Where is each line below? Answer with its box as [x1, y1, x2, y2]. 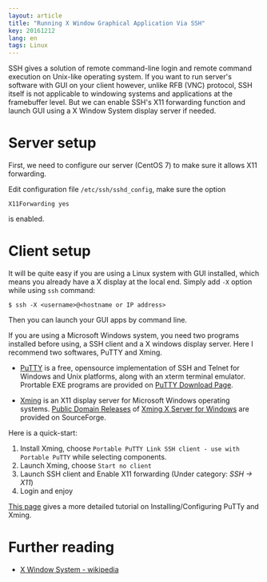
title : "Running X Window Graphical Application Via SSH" [8, 19, 205, 27]
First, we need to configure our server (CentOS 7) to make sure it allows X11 [8, 161, 257, 171]
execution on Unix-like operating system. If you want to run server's [8, 72, 232, 82]
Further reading [8, 538, 114, 556]
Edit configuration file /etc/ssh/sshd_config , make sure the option [8, 185, 226, 195]
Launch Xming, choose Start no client [19, 461, 152, 470]
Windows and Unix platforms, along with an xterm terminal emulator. [19, 371, 246, 381]
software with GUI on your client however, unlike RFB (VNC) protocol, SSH [8, 81, 253, 90]
